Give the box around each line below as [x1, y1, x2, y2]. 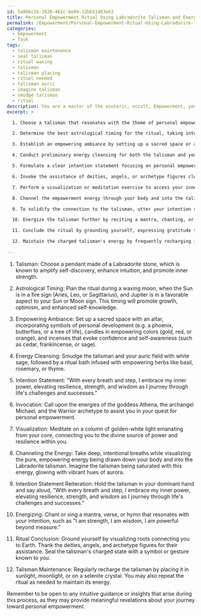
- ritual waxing [12, 59, 52, 65]
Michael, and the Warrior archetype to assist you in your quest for [15, 407, 178, 414]
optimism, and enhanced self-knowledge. [15, 303, 118, 311]
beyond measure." [15, 523, 61, 530]
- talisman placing [12, 70, 61, 76]
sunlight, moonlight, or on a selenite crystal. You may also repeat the [15, 572, 184, 579]
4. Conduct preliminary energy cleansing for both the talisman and [12, 152, 186, 158]
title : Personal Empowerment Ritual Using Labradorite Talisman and [7, 14, 181, 20]
